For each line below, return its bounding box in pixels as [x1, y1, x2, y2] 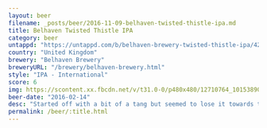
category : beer [8, 33, 59, 42]
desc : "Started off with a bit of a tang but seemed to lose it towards [8, 100, 254, 108]
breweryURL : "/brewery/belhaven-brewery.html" [8, 64, 165, 72]
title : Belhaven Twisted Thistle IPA [8, 26, 133, 34]
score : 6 [8, 78, 37, 86]
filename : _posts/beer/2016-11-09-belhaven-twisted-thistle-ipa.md [8, 19, 237, 27]
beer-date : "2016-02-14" [8, 93, 91, 101]
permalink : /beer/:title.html [8, 108, 109, 116]
